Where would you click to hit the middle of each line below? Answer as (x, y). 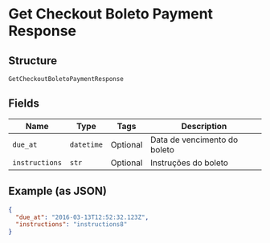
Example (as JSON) (57, 191)
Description (204, 126)
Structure (33, 61)
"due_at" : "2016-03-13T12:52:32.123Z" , (82, 217)
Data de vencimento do (194, 140)
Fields (24, 104)
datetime (86, 144)
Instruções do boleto (189, 163)
